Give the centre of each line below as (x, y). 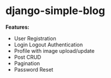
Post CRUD (28, 57)
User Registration (35, 38)
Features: (18, 27)
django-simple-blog (55, 11)
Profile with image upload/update (54, 50)
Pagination (27, 63)
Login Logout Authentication (48, 45)
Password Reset (33, 69)
